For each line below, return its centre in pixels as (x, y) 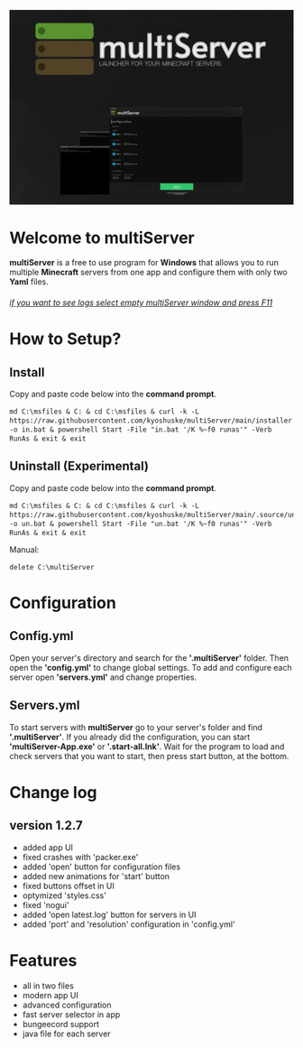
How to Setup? (65, 339)
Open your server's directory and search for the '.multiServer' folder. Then (149, 658)
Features (43, 960)
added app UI (48, 847)
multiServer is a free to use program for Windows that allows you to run (144, 263)
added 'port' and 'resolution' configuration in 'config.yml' (129, 924)
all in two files (48, 986)
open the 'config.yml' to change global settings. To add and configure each (151, 667)
